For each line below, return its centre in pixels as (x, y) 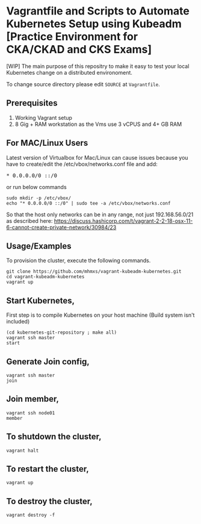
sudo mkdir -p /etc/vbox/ (39, 198)
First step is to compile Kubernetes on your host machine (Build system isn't (100, 315)
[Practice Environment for (72, 37)
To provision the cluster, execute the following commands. (79, 261)
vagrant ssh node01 (31, 413)
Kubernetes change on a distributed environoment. (69, 72)
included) (18, 322)
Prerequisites (32, 103)
